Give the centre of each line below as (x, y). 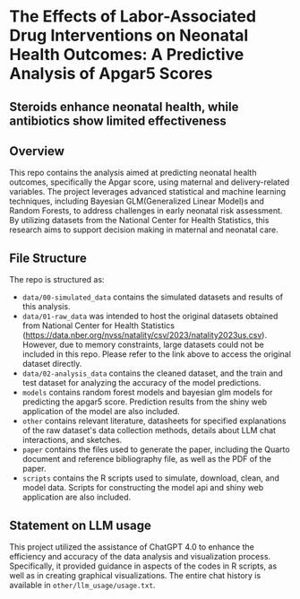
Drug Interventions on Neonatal (129, 35)
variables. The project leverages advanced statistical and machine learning (148, 192)
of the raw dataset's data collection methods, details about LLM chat (149, 430)
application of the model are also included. (101, 412)
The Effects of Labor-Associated (133, 17)
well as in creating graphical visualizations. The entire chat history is (135, 576)
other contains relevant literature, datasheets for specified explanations (154, 421)
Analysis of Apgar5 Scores (111, 74)
